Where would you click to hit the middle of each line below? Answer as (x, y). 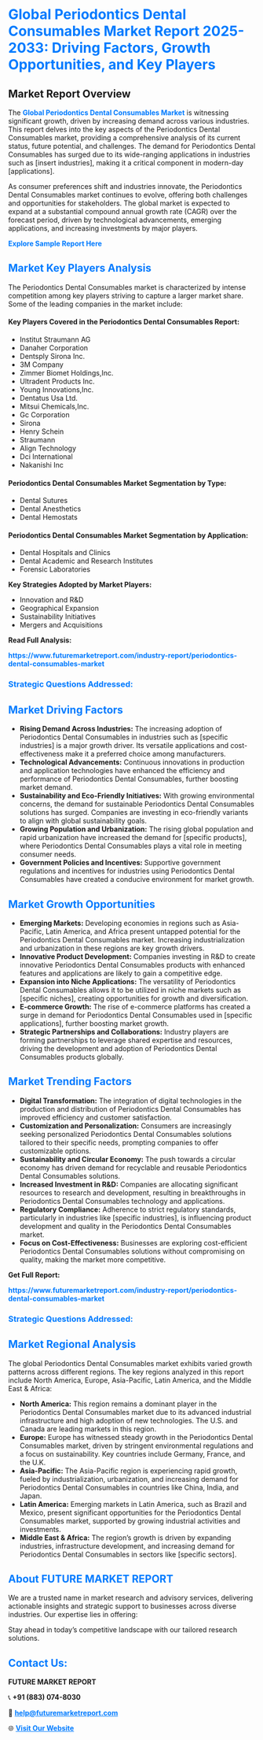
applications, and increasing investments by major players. (103, 228)
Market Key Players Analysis (80, 268)
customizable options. (55, 1150)
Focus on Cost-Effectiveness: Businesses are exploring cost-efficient (133, 1242)
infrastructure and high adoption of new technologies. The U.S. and (128, 1420)
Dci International (46, 457)
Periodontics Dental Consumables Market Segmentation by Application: (128, 535)
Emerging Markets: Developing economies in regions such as (120, 923)
